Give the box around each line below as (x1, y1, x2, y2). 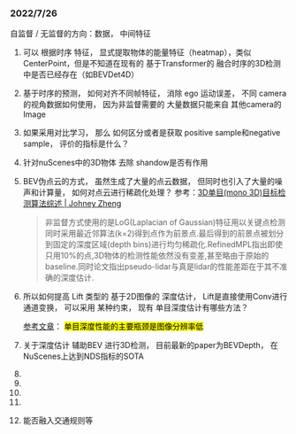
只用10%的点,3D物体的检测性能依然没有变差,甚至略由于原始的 (44, 251, 269, 261)
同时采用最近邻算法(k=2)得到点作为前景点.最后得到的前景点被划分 (44, 229, 285, 239)
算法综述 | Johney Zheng (30, 198, 122, 209)
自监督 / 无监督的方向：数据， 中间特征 (10, 28, 151, 39)
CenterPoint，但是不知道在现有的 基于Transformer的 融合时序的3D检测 (22, 58, 282, 69)
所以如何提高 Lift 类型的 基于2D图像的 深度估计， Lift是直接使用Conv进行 (22, 291, 288, 302)
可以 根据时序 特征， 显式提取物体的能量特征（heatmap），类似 (22, 47, 252, 58)
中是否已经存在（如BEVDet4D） (22, 69, 140, 80)
